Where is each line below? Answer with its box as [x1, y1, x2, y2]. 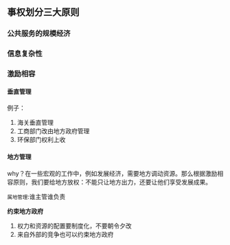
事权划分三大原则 [7, 6, 80, 19]
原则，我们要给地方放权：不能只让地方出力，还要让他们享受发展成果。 [12, 178, 211, 186]
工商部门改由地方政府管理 [16, 127, 90, 135]
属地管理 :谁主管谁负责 [7, 192, 66, 200]
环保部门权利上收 [16, 136, 66, 144]
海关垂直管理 [16, 119, 54, 127]
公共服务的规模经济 [7, 29, 71, 38]
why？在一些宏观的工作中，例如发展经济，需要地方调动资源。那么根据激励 [7, 169, 218, 177]
